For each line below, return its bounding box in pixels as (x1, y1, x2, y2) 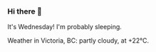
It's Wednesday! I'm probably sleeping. (7, 23, 123, 31)
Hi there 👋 (7, 6, 43, 16)
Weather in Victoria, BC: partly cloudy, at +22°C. (7, 36, 150, 45)
